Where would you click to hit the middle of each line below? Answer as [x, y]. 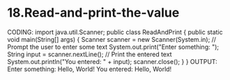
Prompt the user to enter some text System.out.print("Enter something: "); [113, 47]
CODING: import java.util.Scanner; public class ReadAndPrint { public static [115, 32]
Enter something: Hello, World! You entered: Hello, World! [90, 69]
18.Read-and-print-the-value [93, 13]
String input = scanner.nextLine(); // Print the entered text [90, 54]
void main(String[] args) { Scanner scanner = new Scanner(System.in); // [112, 39]
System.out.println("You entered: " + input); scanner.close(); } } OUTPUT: [112, 61]
